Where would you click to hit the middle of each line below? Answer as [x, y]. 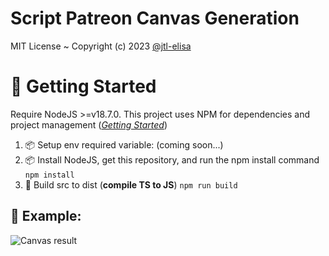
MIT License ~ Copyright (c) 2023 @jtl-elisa [101, 46]
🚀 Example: [46, 216]
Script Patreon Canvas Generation [155, 18]
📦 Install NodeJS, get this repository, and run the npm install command [172, 159]
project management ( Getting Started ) [89, 124]
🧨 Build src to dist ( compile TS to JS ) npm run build [131, 184]
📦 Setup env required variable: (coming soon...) [124, 144]
